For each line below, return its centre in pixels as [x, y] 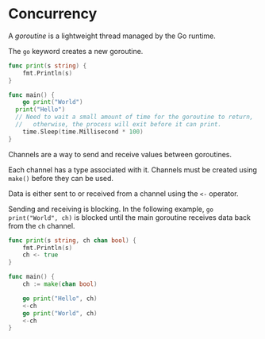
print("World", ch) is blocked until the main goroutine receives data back [130, 217]
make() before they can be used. [61, 178]
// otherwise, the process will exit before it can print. [119, 125]
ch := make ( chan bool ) [60, 284]
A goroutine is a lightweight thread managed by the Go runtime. [112, 36]
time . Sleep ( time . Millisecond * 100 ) [83, 132]
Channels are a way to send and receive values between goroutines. [120, 154]
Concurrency [53, 14]
